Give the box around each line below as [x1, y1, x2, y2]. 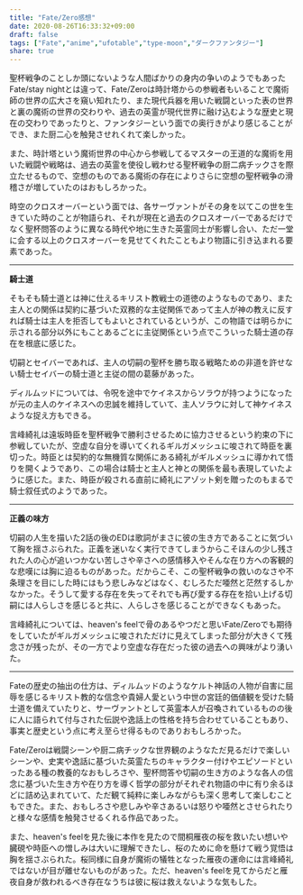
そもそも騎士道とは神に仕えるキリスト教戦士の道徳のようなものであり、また [9, 293, 293, 304]
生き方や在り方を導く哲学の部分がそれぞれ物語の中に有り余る [56, 779, 286, 790]
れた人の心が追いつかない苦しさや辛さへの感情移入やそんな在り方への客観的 [9, 555, 294, 566]
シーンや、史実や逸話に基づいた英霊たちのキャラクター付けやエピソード [9, 756, 278, 767]
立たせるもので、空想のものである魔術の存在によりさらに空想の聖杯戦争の [9, 170, 286, 181]
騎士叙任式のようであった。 [9, 486, 113, 497]
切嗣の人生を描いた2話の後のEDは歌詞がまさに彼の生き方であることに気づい [9, 533, 293, 543]
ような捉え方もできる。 [9, 410, 96, 421]
